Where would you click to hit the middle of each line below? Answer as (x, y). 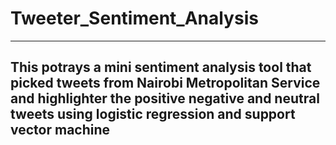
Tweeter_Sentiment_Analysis (134, 18)
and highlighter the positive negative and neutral (165, 98)
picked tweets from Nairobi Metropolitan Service (165, 83)
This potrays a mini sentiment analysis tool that (161, 67)
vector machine (60, 130)
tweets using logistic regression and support (153, 114)
